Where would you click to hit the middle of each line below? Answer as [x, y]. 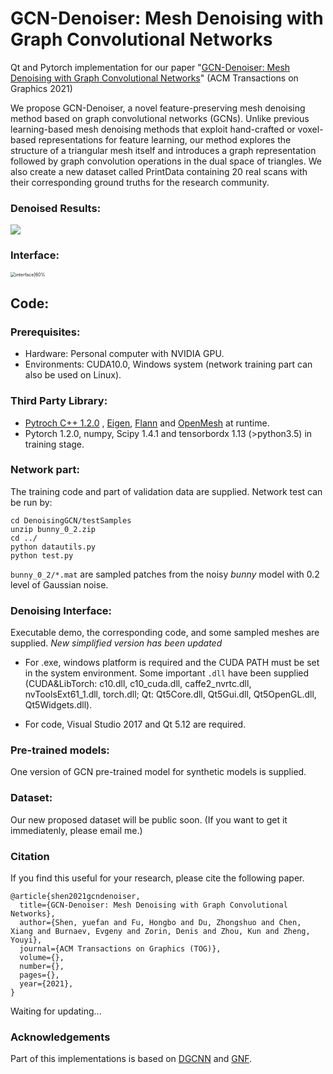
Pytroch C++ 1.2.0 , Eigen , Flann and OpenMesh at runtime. [147, 423]
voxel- [310, 129]
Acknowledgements [60, 1037]
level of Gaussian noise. [59, 584]
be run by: [31, 502]
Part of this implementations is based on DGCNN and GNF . [131, 1059]
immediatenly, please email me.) [76, 830]
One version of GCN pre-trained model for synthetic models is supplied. [158, 772]
